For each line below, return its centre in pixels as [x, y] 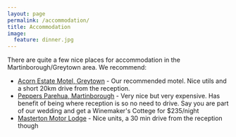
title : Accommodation [39, 27]
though [28, 126]
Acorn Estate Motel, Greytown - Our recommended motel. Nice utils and [122, 81]
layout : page [26, 14]
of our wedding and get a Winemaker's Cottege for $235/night [108, 111]
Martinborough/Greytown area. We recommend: [77, 67]
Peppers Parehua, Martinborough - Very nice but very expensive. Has [119, 96]
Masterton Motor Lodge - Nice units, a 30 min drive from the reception [120, 118]
